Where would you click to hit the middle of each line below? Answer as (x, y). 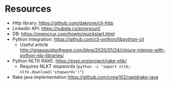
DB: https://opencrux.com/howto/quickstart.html (63, 34)
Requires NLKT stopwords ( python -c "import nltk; (75, 66)
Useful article (34, 44)
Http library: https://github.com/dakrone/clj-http (63, 23)
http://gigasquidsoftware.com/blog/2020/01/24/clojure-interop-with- (93, 50)
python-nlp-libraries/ (42, 55)
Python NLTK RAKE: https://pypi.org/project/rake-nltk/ (69, 61)
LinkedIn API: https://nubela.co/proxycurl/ (56, 28)
